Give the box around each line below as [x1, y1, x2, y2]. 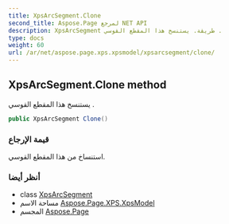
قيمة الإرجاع [8, 133, 49, 144]
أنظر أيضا [8, 171, 41, 183]
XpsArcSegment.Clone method [8, 78, 167, 92]
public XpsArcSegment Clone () [8, 115, 109, 123]
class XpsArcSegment [19, 190, 93, 199]
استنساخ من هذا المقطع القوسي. [8, 151, 106, 161]
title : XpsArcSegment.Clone [8, 11, 102, 20]
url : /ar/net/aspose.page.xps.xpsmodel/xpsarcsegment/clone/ [8, 49, 215, 57]
